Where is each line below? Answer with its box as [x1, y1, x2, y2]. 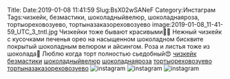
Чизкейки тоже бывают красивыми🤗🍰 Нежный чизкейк [59, 27, 222, 36]
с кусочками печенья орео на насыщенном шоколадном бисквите [7, 35, 204, 43]
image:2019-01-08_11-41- [151, 21, 224, 28]
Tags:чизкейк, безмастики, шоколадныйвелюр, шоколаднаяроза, [7, 13, 200, 21]
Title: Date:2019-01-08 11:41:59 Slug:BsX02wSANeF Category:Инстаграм [7, 6, 216, 14]
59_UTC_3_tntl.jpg [7, 27, 59, 36]
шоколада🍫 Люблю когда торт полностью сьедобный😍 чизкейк [7, 49, 197, 58]
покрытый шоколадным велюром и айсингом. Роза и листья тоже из [7, 43, 210, 50]
